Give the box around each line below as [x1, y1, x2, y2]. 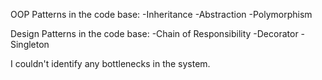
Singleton [10, 39, 50, 50]
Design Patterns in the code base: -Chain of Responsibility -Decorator [10, 28, 299, 39]
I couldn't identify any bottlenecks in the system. [10, 58, 211, 69]
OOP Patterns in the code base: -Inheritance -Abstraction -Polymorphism [10, 9, 313, 20]
